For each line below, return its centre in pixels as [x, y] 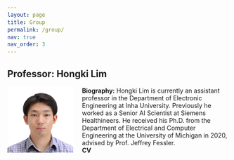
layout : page [26, 15]
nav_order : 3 [26, 45]
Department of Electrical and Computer [139, 128]
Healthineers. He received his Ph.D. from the [146, 120]
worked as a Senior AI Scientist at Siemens [144, 113]
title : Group [26, 22]
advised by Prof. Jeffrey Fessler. [129, 142]
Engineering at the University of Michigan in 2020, [155, 135]
